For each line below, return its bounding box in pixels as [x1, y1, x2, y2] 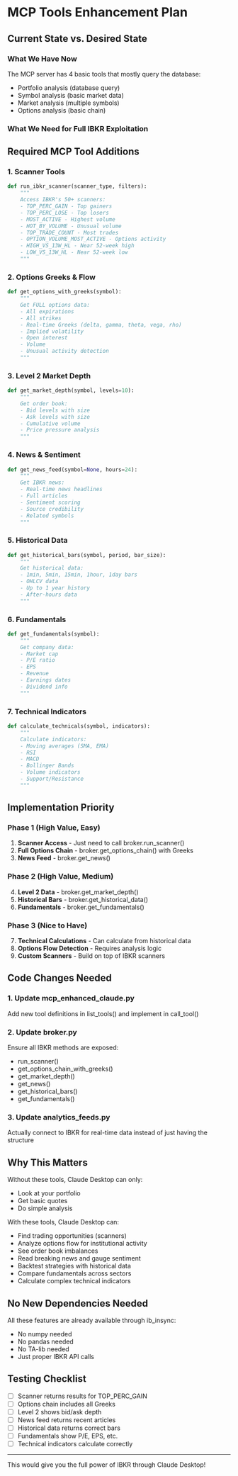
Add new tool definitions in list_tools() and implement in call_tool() [7, 1009, 199, 1018]
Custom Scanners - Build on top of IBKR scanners [17, 952, 165, 960]
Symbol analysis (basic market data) [17, 91, 124, 99]
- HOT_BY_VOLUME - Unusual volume [20, 222, 122, 230]
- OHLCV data [20, 578, 59, 585]
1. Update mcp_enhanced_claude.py [7, 993, 135, 1003]
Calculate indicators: [20, 736, 87, 743]
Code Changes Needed [7, 972, 112, 984]
